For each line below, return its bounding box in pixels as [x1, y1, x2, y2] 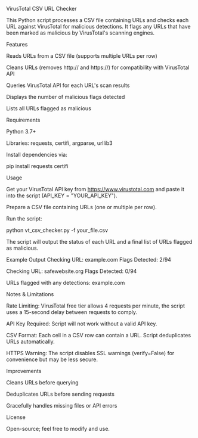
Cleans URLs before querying [6, 379, 79, 386]
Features [6, 41, 28, 48]
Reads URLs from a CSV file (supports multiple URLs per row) [6, 52, 158, 59]
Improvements [6, 368, 42, 374]
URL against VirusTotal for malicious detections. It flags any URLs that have [6, 23, 191, 30]
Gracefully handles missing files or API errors [6, 402, 117, 409]
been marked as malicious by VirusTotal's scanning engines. [6, 29, 155, 36]
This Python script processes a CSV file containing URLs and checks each [6, 17, 189, 23]
